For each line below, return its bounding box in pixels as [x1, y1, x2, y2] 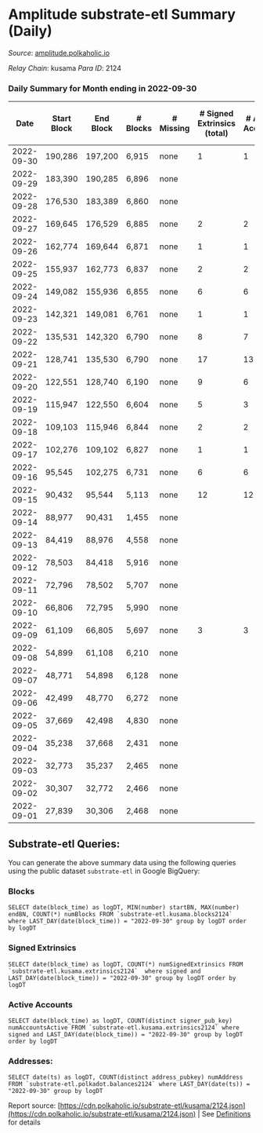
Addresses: [8, 1055, 53, 1066]
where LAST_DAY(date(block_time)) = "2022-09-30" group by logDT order [8, 917, 247, 926]
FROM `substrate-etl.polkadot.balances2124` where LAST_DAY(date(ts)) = [8, 1080, 250, 1088]
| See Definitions [197, 1109, 251, 1119]
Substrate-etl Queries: [8, 837, 121, 850]
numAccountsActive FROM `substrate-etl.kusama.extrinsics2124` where [8, 1023, 240, 1032]
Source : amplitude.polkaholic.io [8, 48, 110, 57]
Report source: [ [8, 1101, 61, 1110]
